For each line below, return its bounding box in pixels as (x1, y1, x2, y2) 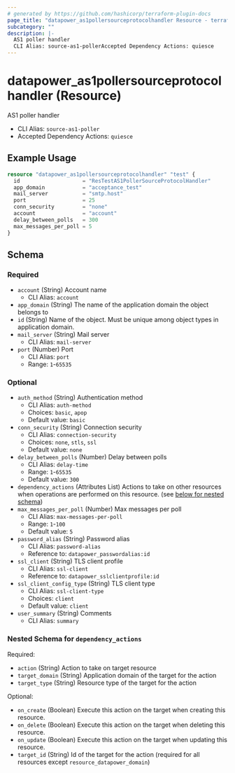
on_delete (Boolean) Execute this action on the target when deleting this (17, 720, 226, 729)
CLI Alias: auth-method (27, 401, 92, 410)
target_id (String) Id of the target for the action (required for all (17, 750, 201, 758)
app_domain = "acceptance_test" (13, 183, 142, 191)
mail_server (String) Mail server (17, 330, 110, 339)
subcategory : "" (7, 23, 55, 30)
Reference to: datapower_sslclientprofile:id (27, 572, 159, 580)
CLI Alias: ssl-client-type (27, 587, 104, 595)
